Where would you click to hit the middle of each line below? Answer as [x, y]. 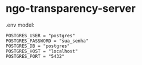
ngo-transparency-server [71, 9]
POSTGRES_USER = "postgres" [41, 35]
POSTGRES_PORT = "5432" [35, 56]
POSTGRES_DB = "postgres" [38, 46]
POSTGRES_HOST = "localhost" [42, 51]
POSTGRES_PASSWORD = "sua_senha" [47, 41]
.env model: [20, 25]
